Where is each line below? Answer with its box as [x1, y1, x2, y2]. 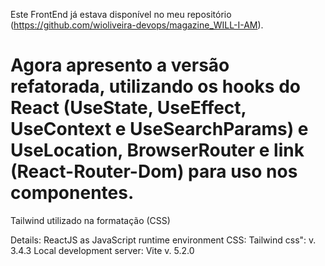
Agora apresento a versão [10, 54, 230, 77]
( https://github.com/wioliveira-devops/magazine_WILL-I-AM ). [10, 19, 264, 31]
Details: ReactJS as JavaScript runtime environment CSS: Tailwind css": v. [10, 234, 317, 246]
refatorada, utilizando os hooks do [10, 75, 301, 98]
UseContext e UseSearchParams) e [10, 118, 309, 141]
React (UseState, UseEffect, [10, 97, 247, 119]
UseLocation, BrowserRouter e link [10, 139, 305, 162]
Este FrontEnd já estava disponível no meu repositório [10, 9, 232, 20]
